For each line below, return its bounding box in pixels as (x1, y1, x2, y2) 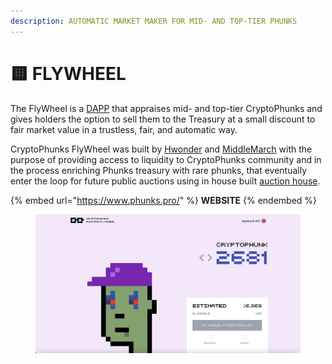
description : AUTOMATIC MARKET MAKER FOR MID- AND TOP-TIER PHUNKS (10, 16, 298, 26)
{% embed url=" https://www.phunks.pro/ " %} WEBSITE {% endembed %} (10, 194, 318, 206)
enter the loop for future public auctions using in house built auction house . (10, 175, 321, 187)
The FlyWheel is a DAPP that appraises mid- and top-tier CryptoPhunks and (10, 102, 323, 114)
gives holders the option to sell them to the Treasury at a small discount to (10, 113, 316, 125)
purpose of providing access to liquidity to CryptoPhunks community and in (10, 153, 322, 165)
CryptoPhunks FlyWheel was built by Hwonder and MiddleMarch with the (10, 143, 313, 155)
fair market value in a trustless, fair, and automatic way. (10, 123, 238, 135)
